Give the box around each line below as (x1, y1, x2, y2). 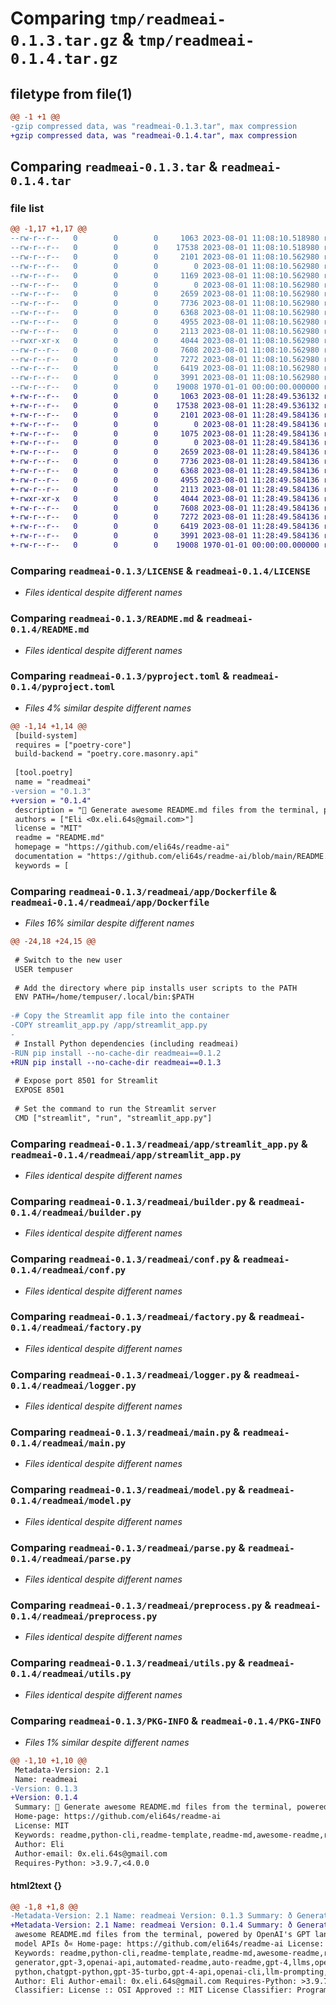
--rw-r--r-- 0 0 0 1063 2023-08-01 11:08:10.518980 (10, 233, 320, 244)
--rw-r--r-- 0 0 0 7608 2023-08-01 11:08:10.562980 (10, 345, 320, 355)
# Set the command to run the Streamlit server (14, 1103, 217, 1114)
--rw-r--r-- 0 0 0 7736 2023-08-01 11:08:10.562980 (10, 298, 320, 309)
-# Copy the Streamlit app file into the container (10, 1011, 230, 1021)
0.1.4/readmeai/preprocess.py (10, 1610, 158, 1622)
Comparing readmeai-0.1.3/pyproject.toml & (10, 669, 230, 683)
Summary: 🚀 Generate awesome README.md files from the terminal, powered (14, 1802, 329, 1812)
